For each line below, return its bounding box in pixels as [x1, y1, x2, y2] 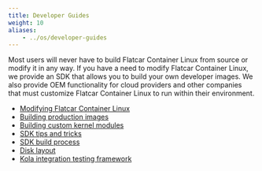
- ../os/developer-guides [22, 33, 108, 42]
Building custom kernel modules [19, 121, 124, 130]
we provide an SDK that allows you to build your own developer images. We [8, 72, 253, 81]
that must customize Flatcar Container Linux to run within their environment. [8, 88, 255, 99]
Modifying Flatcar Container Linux [19, 104, 131, 113]
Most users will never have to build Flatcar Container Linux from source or [8, 55, 249, 65]
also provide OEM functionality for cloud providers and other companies [8, 80, 242, 90]
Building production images [19, 112, 109, 122]
